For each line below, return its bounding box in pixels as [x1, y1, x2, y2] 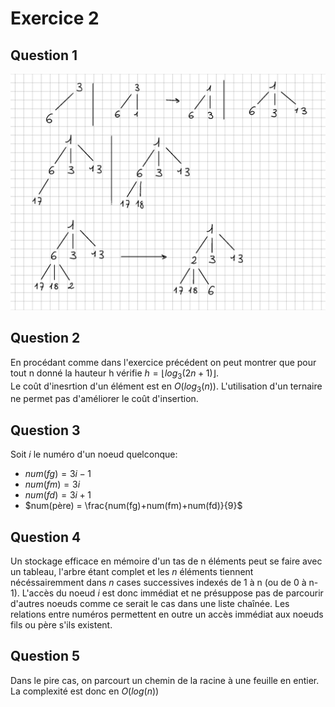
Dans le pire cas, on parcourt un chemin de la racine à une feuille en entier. [10, 674, 320, 686]
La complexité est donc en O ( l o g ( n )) [10, 685, 160, 697]
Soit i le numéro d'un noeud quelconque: [10, 448, 178, 461]
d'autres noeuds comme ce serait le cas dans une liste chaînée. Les [10, 598, 290, 610]
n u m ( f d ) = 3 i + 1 [24, 489, 92, 501]
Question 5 [10, 648, 81, 665]
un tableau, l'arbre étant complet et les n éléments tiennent [10, 566, 254, 578]
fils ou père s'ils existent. [10, 619, 113, 631]
